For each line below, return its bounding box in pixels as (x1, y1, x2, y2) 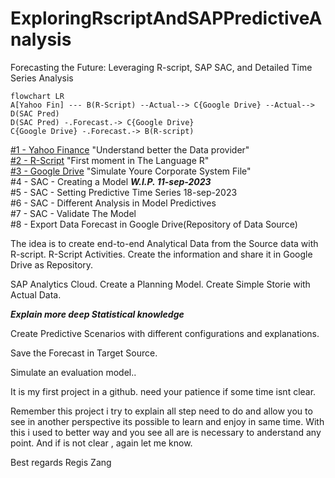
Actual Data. (10, 288, 62, 301)
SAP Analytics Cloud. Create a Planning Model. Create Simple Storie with (10, 278, 311, 290)
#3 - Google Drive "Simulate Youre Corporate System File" (10, 165, 252, 177)
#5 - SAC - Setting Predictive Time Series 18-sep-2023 (10, 186, 238, 198)
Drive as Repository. (10, 258, 94, 271)
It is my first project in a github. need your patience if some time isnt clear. (10, 385, 317, 397)
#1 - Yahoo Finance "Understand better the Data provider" (10, 143, 250, 156)
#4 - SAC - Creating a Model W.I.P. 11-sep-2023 (10, 175, 212, 187)
